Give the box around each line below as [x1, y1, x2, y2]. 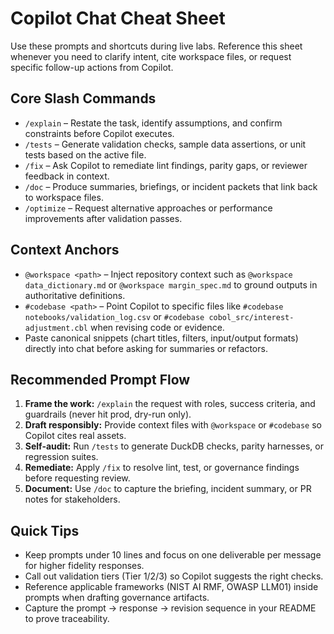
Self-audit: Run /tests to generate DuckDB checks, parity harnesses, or [24, 440, 324, 452]
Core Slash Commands [10, 90, 157, 107]
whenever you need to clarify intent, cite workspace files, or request [10, 50, 292, 62]
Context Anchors [10, 242, 120, 259]
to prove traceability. [24, 613, 110, 625]
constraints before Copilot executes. [24, 127, 175, 139]
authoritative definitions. [24, 289, 126, 301]
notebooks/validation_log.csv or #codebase [24, 310, 205, 322]
